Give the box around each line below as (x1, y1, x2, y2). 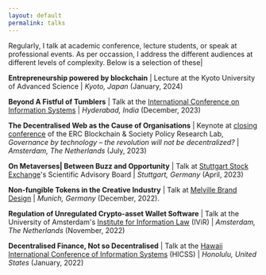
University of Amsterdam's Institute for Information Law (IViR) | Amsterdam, (8, 217, 256, 227)
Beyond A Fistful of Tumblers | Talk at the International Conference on (8, 97, 240, 106)
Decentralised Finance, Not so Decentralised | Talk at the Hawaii (8, 241, 223, 250)
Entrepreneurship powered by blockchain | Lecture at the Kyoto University (8, 73, 256, 82)
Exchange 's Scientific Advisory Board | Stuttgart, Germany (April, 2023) (8, 170, 244, 179)
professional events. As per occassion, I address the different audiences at (8, 49, 253, 59)
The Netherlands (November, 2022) (8, 225, 125, 235)
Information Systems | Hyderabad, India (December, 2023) (8, 105, 201, 115)
